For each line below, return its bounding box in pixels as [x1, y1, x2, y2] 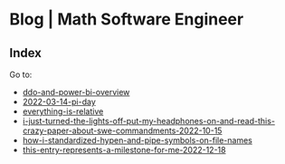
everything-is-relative [22, 106, 104, 117]
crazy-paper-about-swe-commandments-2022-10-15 [22, 125, 223, 136]
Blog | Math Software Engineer [9, 9, 244, 30]
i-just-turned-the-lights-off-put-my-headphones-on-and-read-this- [22, 116, 276, 126]
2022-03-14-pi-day [22, 96, 97, 107]
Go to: [9, 69, 33, 80]
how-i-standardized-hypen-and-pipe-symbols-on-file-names [22, 135, 253, 145]
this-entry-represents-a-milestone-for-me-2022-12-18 [22, 145, 226, 155]
